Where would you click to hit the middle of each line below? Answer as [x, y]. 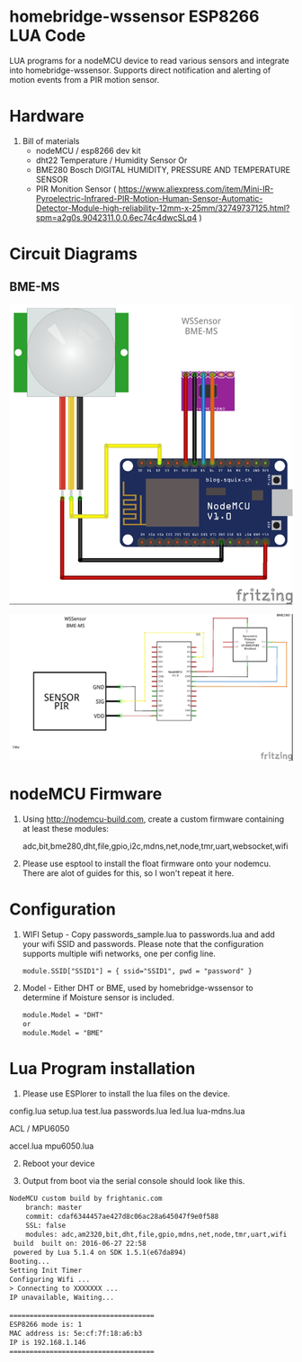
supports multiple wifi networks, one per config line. [119, 953]
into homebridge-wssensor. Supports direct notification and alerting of [140, 70]
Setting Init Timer [46, 1270]
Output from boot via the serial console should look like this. [133, 1180]
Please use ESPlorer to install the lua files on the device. [126, 1093]
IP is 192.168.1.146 [48, 1342]
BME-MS [35, 287]
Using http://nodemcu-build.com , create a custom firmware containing [153, 819]
